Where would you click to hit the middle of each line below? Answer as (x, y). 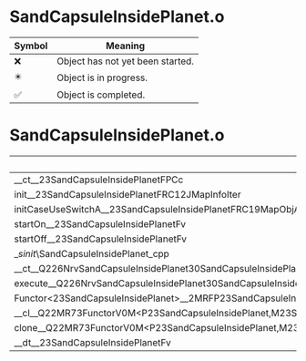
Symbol (31, 46)
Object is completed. (101, 95)
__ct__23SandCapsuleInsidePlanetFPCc (99, 180)
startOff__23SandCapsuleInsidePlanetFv (101, 239)
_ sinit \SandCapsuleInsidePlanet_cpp (92, 253)
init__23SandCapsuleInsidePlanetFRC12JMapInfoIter (127, 194)
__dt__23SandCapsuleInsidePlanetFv (92, 342)
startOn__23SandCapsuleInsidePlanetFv (100, 223)
